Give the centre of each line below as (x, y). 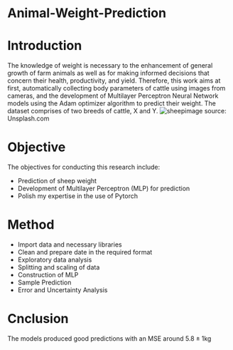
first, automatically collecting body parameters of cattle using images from (116, 88)
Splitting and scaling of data (59, 267)
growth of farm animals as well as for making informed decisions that (108, 73)
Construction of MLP (48, 275)
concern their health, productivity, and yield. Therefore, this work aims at (114, 81)
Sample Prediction (44, 282)
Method (31, 225)
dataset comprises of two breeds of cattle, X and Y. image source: (117, 111)
